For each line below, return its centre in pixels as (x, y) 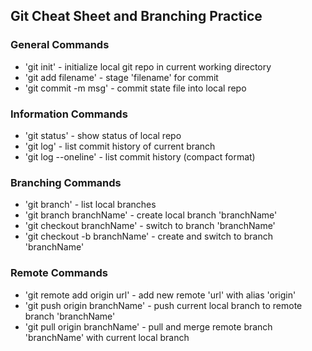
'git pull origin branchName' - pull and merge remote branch (148, 326)
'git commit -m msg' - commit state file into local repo (135, 88)
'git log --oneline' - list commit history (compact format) (140, 156)
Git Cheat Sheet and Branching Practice (136, 16)
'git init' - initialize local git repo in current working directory (148, 66)
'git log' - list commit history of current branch (120, 146)
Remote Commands (59, 273)
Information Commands (69, 114)
